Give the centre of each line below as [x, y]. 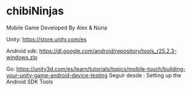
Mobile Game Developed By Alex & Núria [57, 28]
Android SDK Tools [29, 82]
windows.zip [22, 57]
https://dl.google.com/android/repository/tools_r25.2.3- [108, 51]
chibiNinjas [35, 11]
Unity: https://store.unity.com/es [47, 39]
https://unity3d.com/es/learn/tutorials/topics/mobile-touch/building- [101, 69]
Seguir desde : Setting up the [145, 75]
